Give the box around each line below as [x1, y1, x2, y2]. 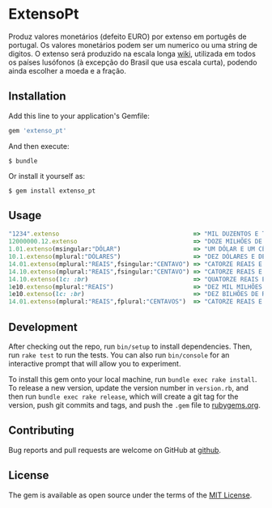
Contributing [8, 424, 74, 438]
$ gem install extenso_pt [8, 187, 96, 195]
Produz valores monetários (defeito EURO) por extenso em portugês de [8, 32, 247, 41]
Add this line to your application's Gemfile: [8, 111, 150, 121]
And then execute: [8, 141, 70, 150]
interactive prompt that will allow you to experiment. [8, 359, 181, 368]
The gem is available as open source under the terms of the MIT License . [8, 490, 253, 500]
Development [8, 320, 79, 334]
